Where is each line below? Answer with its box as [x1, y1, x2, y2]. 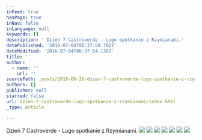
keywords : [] [6, 31, 39, 37]
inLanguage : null [6, 25, 50, 32]
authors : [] [6, 82, 36, 88]
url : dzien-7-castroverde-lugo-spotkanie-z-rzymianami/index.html [6, 98, 176, 104]
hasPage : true [6, 14, 42, 21]
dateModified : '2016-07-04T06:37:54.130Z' [6, 48, 114, 54]
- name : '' [11, 65, 39, 71]
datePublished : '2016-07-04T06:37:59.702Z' [6, 43, 117, 49]
